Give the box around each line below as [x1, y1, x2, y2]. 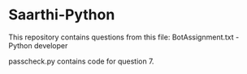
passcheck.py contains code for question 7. [8, 56, 154, 66]
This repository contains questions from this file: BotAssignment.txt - [8, 32, 240, 42]
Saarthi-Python [8, 6, 115, 24]
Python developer [8, 40, 68, 50]
